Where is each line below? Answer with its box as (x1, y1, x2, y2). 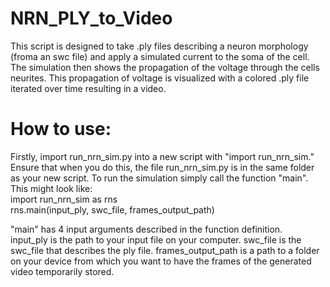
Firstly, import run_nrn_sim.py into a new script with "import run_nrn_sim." (10, 150, 315, 162)
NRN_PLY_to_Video (10, 7, 173, 30)
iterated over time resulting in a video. (10, 82, 167, 94)
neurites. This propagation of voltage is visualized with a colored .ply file (10, 72, 310, 84)
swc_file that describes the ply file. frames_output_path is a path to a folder (10, 244, 320, 256)
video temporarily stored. (10, 265, 115, 277)
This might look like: (10, 182, 93, 194)
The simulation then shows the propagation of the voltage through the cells (10, 61, 320, 73)
